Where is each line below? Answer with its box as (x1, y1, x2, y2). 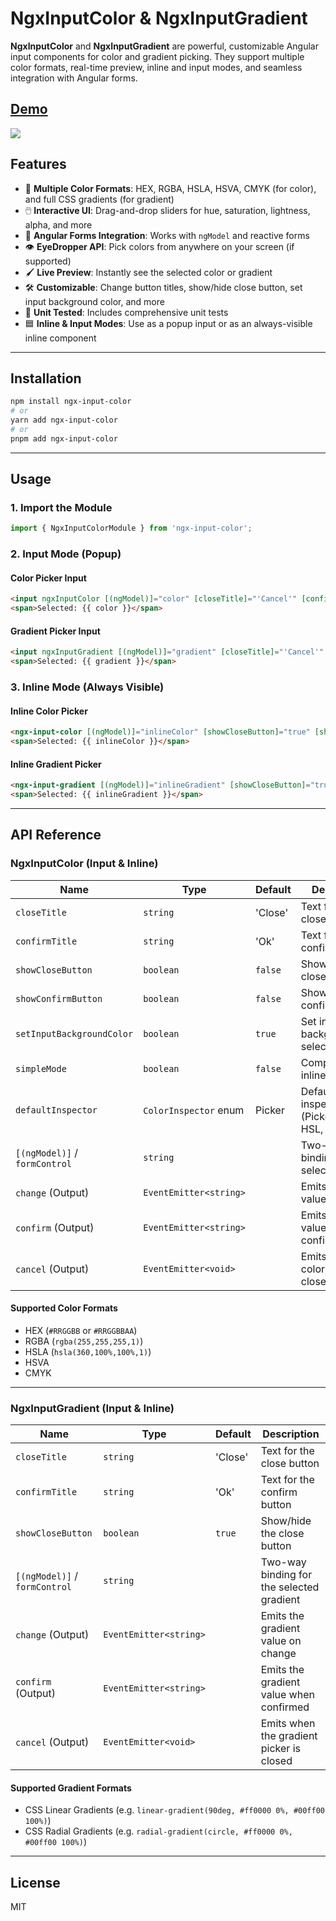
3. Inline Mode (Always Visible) (10, 680, 165, 694)
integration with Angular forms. (10, 72, 138, 84)
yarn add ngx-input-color (10, 415, 118, 426)
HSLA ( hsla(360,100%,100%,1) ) (24, 1345, 152, 1357)
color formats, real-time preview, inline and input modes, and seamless (10, 61, 303, 73)
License (10, 1874, 61, 1891)
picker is (260, 1742, 301, 1756)
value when (260, 1688, 315, 1702)
